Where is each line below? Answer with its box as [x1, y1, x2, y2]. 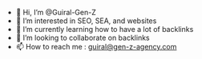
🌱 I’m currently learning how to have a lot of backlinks [15, 25, 194, 33]
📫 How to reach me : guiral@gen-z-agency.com [15, 42, 177, 51]
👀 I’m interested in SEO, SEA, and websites [15, 16, 157, 26]
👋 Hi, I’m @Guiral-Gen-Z [15, 8, 96, 17]
